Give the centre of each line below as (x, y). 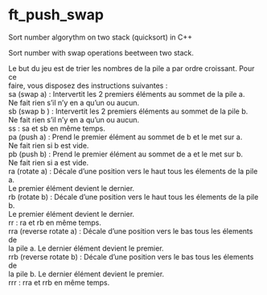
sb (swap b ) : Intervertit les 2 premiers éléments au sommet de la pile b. (128, 111)
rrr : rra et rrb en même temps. (59, 282)
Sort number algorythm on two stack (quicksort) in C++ (101, 37)
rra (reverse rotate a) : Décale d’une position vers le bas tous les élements (131, 231)
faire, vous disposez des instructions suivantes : (88, 85)
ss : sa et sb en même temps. (57, 128)
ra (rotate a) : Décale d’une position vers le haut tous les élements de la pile (133, 171)
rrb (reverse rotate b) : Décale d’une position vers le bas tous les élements (131, 256)
